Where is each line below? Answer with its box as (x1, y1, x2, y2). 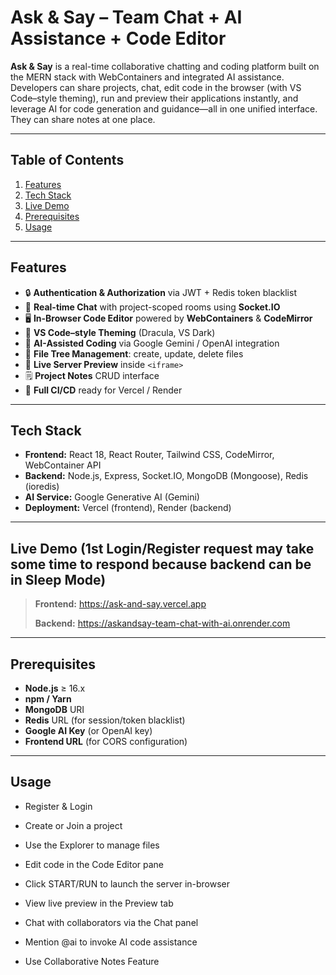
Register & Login (24, 800, 93, 812)
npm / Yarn (24, 693, 72, 705)
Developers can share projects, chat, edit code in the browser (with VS (10, 81, 302, 93)
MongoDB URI (24, 704, 85, 715)
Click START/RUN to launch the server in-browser (24, 877, 231, 890)
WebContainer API (24, 459, 102, 471)
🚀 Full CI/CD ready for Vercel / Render (24, 384, 183, 396)
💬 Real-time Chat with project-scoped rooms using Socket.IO (24, 301, 281, 313)
